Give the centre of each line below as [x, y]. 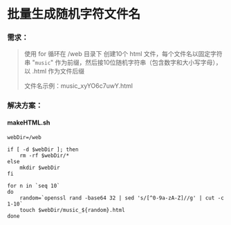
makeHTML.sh [29, 123]
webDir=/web [24, 137]
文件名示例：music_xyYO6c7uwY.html [78, 86]
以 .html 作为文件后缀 [54, 71]
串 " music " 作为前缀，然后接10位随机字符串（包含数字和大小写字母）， [123, 62]
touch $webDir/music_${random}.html [73, 210]
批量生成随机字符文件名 [74, 14]
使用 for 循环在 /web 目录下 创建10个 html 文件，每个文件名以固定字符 [123, 54]
